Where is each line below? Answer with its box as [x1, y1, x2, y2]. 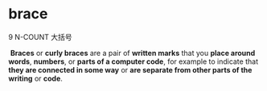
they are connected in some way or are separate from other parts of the [8, 65, 253, 74]
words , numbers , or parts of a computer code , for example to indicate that [8, 57, 259, 66]
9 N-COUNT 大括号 [8, 32, 72, 42]
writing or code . [8, 73, 63, 83]
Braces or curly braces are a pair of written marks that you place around [10, 48, 256, 57]
